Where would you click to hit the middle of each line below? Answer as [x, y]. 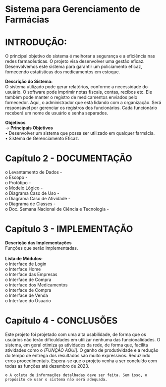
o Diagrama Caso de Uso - [32, 193]
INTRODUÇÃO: [36, 42]
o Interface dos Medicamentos [36, 285]
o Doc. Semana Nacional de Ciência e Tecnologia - [57, 209]
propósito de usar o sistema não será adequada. [56, 379]
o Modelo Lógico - [24, 188]
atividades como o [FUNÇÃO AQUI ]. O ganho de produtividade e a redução [82, 350]
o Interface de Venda [27, 295]
